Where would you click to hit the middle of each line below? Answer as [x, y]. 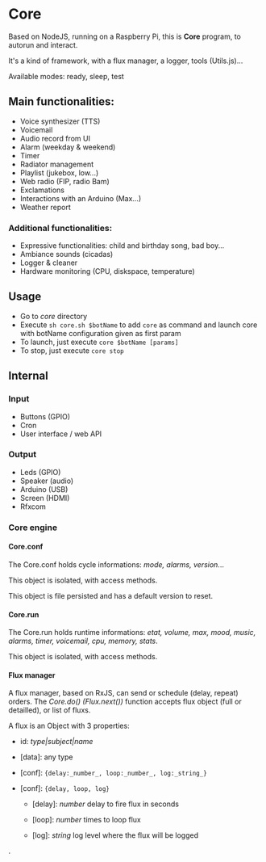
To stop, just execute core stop [72, 350]
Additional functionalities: [60, 228]
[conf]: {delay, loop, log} [65, 788]
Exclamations [42, 190]
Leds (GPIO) [40, 472]
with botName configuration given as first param [100, 333]
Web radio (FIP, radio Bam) [65, 181]
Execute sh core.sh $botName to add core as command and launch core [139, 325]
